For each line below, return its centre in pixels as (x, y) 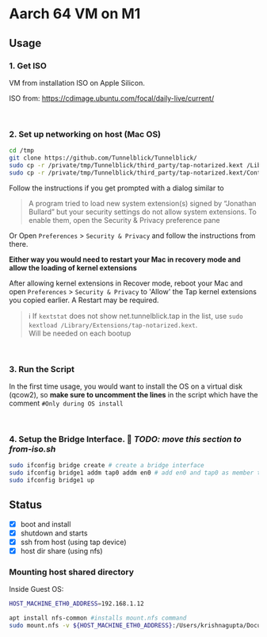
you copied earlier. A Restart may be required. (84, 300)
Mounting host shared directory (71, 572)
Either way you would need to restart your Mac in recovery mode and (125, 259)
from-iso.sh (32, 449)
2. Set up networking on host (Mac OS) (85, 134)
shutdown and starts (54, 533)
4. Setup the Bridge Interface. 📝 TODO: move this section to (126, 439)
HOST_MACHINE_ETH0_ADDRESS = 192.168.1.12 (77, 604)
